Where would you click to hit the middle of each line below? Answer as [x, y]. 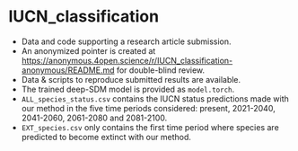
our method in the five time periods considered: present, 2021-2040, [148, 108]
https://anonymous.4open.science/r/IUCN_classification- [127, 60]
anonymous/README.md [68, 70]
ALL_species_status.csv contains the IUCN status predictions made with [155, 98]
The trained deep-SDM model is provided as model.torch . [128, 89]
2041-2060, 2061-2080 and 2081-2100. [94, 118]
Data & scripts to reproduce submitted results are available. [131, 79]
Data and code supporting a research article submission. [126, 41]
